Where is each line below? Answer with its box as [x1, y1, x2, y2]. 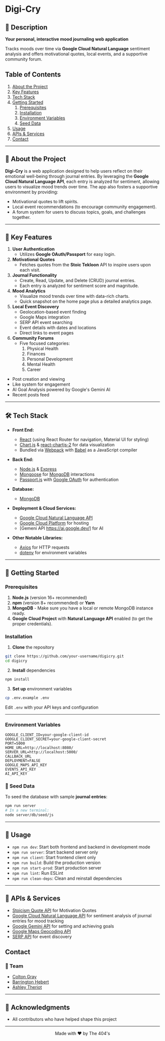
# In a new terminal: [5, 808, 50, 813]
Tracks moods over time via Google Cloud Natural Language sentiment [5, 46, 150, 51]
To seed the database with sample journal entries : [5, 794, 108, 800]
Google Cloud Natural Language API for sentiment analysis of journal [12, 912, 152, 918]
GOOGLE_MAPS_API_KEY [5, 763, 48, 768]
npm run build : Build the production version [12, 860, 101, 865]
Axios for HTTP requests [19, 544, 70, 550]
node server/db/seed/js [5, 813, 54, 818]
